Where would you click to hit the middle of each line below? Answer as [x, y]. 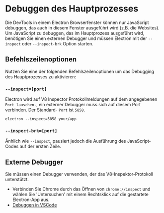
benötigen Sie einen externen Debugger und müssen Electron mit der [76, 38]
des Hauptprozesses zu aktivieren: [41, 77]
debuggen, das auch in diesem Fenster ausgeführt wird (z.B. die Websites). [82, 27]
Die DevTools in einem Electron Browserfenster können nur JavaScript [77, 22]
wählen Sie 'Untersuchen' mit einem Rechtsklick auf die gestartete [81, 195]
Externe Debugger [34, 162]
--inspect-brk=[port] [31, 131]
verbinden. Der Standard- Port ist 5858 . [45, 110]
